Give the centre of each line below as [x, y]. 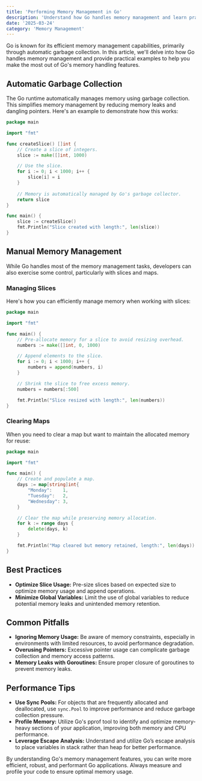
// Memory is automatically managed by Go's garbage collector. [99, 194]
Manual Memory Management [64, 251]
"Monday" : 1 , [48, 490]
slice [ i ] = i [44, 177]
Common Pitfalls [38, 623]
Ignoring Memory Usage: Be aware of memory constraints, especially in [105, 637]
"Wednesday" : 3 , [48, 501]
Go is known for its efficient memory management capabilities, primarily [95, 46]
